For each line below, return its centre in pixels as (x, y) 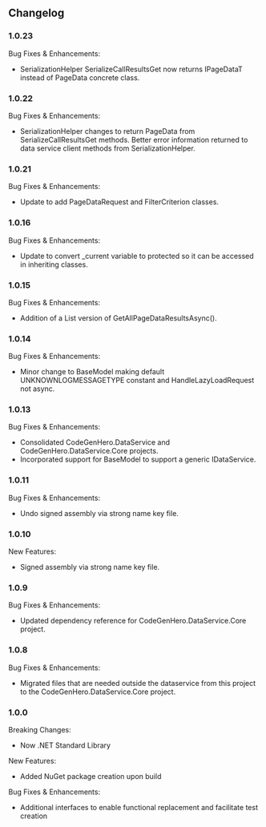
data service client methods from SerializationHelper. (108, 148)
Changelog (36, 13)
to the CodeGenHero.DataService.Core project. (98, 692)
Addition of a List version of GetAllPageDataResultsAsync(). (119, 318)
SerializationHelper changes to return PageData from (107, 131)
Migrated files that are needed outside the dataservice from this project (138, 683)
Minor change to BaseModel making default (92, 372)
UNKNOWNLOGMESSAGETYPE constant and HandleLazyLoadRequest (137, 381)
